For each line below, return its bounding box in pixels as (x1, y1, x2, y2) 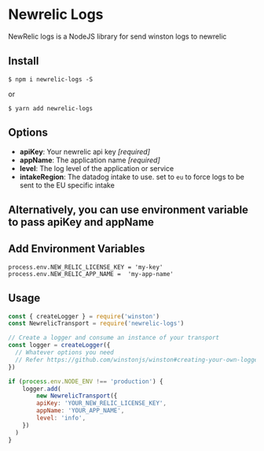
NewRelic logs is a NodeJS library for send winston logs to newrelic (8, 32, 227, 41)
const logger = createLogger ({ (8, 341, 111, 349)
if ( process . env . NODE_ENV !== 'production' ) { (8, 377, 163, 386)
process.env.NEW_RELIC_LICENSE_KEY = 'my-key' (8, 263, 163, 271)
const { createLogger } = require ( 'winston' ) (8, 312, 159, 320)
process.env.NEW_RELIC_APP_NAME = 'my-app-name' (8, 270, 174, 278)
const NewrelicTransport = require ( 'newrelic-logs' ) (8, 319, 185, 328)
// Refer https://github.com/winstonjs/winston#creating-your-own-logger (15, 356, 262, 363)
